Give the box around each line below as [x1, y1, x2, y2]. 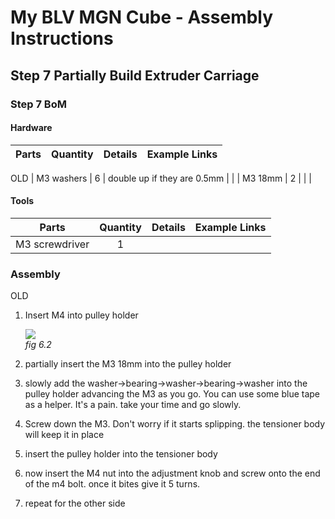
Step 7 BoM [10, 97, 67, 111]
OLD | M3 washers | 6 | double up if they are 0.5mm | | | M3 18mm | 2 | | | [10, 172, 313, 184]
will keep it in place [24, 429, 105, 441]
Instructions [10, 27, 114, 50]
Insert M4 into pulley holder [24, 309, 139, 321]
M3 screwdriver [15, 237, 90, 251]
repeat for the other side [24, 497, 126, 510]
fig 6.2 [24, 339, 52, 351]
